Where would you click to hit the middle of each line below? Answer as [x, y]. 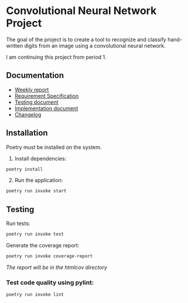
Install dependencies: [40, 158]
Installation [27, 133]
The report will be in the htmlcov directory [57, 267]
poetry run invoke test [35, 234]
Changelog [28, 114]
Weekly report [32, 90]
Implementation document [46, 108]
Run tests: [18, 223]
